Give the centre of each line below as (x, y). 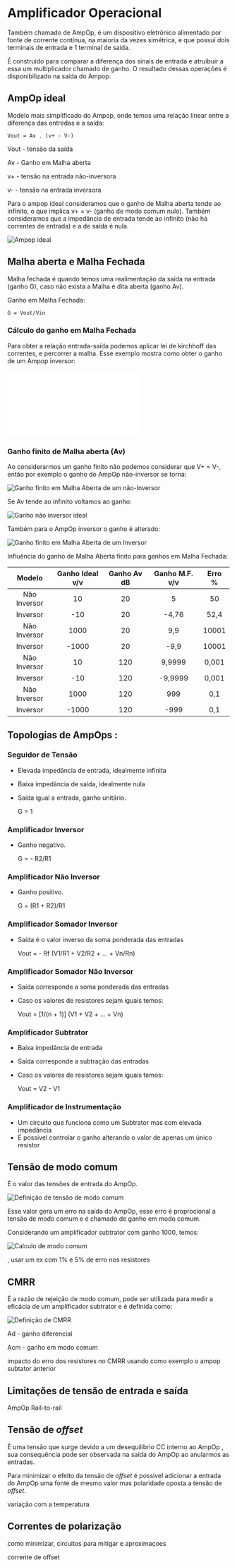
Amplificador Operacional (85, 13)
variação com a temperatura (48, 1504)
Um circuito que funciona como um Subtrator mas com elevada (110, 1122)
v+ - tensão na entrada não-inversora (62, 176)
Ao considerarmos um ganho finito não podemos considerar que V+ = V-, (114, 467)
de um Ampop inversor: (42, 360)
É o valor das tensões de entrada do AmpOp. (73, 1184)
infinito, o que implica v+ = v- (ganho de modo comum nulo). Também (109, 211)
